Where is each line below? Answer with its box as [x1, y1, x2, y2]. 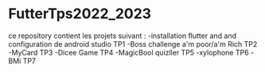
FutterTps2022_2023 [8, 5, 152, 23]
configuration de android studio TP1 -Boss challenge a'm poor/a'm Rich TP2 [8, 39, 258, 48]
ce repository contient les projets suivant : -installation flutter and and [8, 31, 237, 40]
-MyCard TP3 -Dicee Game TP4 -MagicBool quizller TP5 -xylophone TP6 [8, 47, 249, 57]
